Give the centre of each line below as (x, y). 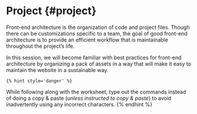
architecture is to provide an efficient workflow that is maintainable (87, 40)
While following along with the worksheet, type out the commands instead (96, 92)
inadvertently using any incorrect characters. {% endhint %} (79, 104)
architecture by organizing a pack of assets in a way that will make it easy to (99, 64)
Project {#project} (51, 11)
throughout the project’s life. (40, 46)
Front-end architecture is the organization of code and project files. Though (98, 27)
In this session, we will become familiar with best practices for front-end (94, 57)
